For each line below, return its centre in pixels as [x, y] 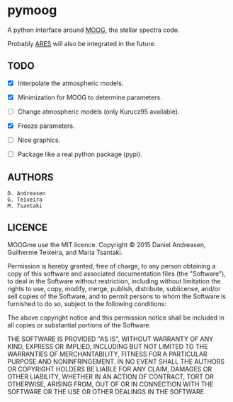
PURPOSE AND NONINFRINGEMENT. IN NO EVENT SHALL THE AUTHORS [116, 362]
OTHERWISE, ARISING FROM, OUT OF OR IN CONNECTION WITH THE [110, 384]
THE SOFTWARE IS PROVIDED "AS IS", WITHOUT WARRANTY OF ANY [110, 339]
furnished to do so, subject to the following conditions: [87, 303]
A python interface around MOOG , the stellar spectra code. [93, 30]
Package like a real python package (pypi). [80, 154]
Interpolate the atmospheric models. [70, 83]
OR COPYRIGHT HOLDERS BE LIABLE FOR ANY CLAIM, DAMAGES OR [110, 369]
